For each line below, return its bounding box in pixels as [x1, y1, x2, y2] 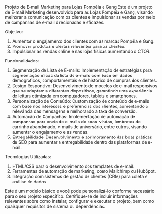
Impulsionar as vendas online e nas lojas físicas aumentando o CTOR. [12, 48, 151, 54]
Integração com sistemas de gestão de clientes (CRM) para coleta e [12, 174, 147, 179]
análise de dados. [12, 179, 47, 184]
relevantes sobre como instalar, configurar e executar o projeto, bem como [5, 199, 154, 204]
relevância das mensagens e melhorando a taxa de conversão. [12, 108, 137, 114]
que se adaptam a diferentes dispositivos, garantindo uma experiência [12, 88, 152, 93]
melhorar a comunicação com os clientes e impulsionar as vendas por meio [5, 15, 156, 20]
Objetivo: [5, 29, 23, 34]
